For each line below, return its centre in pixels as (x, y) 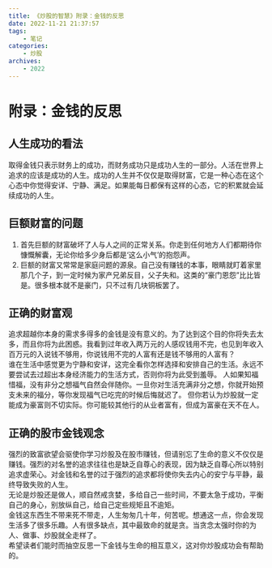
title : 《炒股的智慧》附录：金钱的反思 (66, 16)
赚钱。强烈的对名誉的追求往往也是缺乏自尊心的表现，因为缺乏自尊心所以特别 (136, 464)
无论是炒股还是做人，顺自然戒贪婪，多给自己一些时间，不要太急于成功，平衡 (136, 495)
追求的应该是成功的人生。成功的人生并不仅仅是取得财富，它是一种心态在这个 (136, 174)
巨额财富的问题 (46, 224)
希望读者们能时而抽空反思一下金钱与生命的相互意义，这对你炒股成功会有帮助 (136, 545)
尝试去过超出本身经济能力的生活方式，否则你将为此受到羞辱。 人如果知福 (137, 375)
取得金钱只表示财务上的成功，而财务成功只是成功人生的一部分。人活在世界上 (136, 165)
